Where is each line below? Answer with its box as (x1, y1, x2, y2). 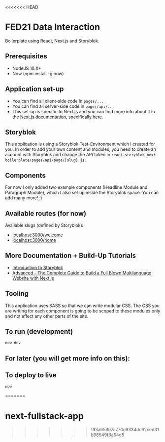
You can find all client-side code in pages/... (12, 98, 104, 104)
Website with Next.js (12, 275, 54, 281)
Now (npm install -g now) (12, 70, 64, 76)
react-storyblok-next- (111, 153, 158, 158)
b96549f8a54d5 (91, 432, 125, 438)
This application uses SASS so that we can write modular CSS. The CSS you (5, 303, 160, 309)
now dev (5, 341, 21, 346)
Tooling (5, 289, 29, 298)
